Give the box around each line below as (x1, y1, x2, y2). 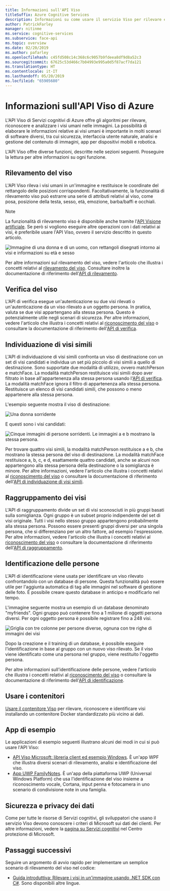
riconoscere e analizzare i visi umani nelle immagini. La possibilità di (5, 123, 147, 129)
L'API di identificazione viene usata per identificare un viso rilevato (5, 573, 144, 579)
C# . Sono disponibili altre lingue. (12, 880, 80, 886)
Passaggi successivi (5, 846, 72, 854)
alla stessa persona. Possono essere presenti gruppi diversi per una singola (5, 523, 163, 529)
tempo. (5, 595, 20, 601)
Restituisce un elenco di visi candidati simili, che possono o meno (5, 386, 142, 392)
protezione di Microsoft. (5, 831, 55, 837)
